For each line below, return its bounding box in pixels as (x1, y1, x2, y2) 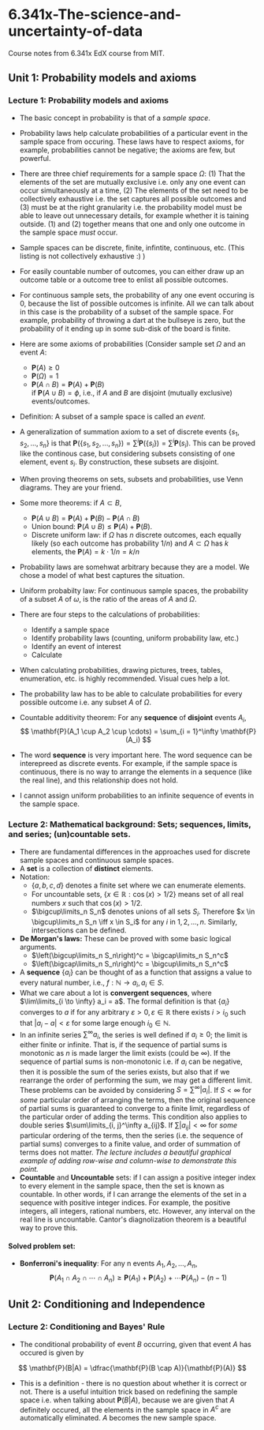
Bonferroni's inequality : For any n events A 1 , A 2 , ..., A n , (19, 1259, 198, 1270)
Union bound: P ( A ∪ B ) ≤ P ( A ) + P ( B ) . (31, 521, 153, 531)
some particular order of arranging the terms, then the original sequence (19, 1095, 256, 1105)
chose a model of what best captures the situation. (19, 570, 185, 580)
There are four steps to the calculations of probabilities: (19, 610, 200, 619)
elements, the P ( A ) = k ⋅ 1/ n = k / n (31, 546, 140, 556)
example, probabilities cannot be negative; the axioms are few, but (19, 145, 236, 155)
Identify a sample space (31, 625, 110, 634)
